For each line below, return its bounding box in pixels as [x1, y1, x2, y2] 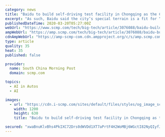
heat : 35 [5, 48, 23, 53]
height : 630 [14, 111, 38, 116]
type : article [5, 39, 34, 44]
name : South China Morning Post [9, 66, 76, 71]
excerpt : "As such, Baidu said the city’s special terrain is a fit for [5, 16, 157, 21]
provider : [5, 62, 26, 67]
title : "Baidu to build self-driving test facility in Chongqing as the [5, 12, 157, 17]
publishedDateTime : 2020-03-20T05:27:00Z [5, 21, 91, 26]
